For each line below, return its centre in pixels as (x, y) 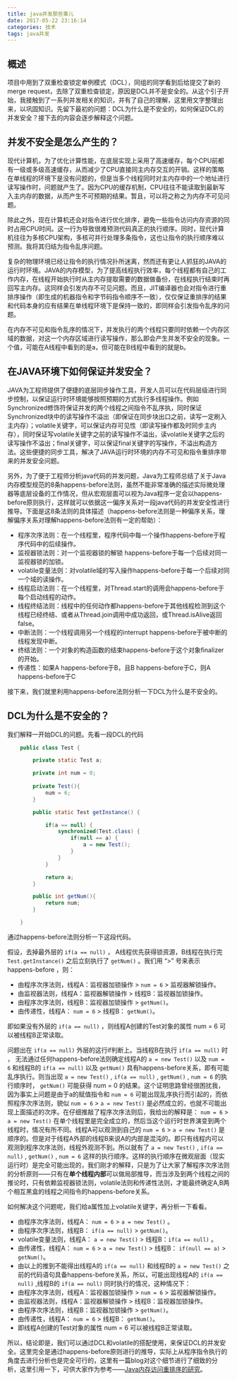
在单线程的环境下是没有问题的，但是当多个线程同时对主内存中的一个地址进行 (119, 178)
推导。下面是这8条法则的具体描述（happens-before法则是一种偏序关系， (113, 511)
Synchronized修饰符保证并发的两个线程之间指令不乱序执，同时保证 (105, 407)
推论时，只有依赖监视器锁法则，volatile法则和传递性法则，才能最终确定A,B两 (119, 1183)
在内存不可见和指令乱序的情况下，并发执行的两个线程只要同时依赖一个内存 (115, 329)
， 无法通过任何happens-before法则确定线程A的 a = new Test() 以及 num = (116, 1059)
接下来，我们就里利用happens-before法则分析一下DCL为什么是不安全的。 (114, 691)
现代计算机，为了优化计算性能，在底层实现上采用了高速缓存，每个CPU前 (113, 161)
